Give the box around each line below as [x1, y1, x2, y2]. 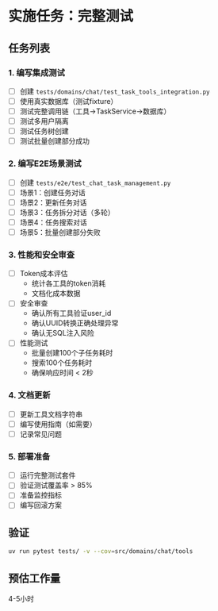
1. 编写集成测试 [8, 67, 66, 78]
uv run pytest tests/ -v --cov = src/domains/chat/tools [8, 548, 193, 555]
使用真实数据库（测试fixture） [19, 96, 118, 106]
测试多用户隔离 [19, 117, 69, 126]
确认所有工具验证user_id [31, 309, 112, 318]
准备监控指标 [19, 490, 62, 500]
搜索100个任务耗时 [31, 358, 93, 367]
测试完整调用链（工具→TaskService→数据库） [19, 106, 171, 116]
